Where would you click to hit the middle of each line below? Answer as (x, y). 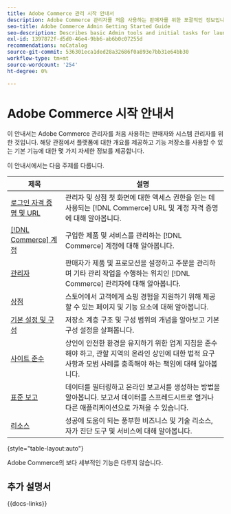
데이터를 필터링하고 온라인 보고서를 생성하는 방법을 (143, 387)
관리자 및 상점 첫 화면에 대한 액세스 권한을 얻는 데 (140, 198)
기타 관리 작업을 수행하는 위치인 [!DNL (132, 274)
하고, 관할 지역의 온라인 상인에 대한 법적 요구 (147, 353)
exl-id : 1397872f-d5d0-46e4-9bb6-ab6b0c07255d (75, 39)
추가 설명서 (29, 486)
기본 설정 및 (29, 320)
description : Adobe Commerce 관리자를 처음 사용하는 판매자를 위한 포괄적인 (105, 20)
